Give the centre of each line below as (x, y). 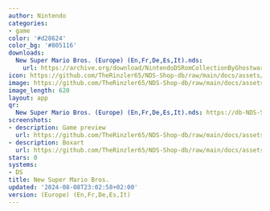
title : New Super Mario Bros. (59, 180)
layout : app (28, 98)
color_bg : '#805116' (43, 46)
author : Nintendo (37, 16)
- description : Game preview (57, 128)
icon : (17, 75)
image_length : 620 (39, 90)
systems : (23, 165)
